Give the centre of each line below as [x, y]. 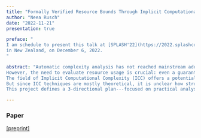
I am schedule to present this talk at [56, 45]
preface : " [20, 40]
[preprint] [18, 128]
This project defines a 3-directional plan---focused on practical [92, 89]
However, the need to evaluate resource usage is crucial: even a [91, 73]
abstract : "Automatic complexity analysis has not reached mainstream [96, 67]
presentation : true [31, 28]
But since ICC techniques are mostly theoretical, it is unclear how [95, 84]
